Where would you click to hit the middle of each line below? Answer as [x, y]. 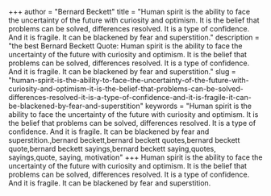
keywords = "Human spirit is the [198, 106]
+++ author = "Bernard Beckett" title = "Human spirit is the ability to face [129, 12]
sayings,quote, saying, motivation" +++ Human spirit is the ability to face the [135, 157]
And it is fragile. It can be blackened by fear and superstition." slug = [122, 71]
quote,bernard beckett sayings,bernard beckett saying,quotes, [112, 149]
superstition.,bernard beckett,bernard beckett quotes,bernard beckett [124, 140]
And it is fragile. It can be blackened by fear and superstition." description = [134, 37]
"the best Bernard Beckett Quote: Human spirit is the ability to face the [125, 46]
